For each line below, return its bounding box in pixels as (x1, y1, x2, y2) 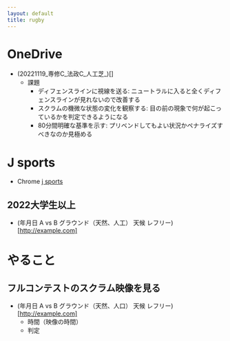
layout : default (7, 10, 54, 17)
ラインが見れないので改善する (56, 96, 141, 104)
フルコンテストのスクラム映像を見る (7, 282, 160, 293)
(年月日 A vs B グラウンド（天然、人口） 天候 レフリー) (17, 302, 174, 310)
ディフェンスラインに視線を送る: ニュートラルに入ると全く (37, 87, 205, 95)
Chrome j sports (17, 177, 63, 186)
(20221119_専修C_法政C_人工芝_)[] (17, 70, 114, 78)
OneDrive (7, 46, 63, 62)
